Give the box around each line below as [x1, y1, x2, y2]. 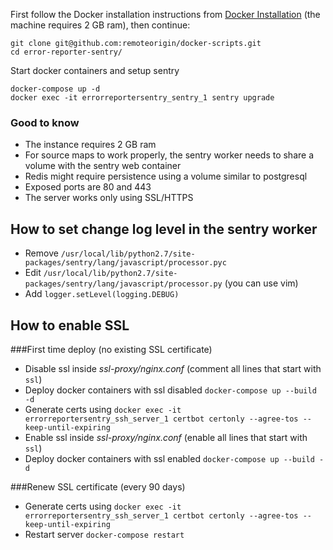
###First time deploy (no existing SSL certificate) [10, 343, 213, 355]
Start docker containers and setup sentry [10, 65, 180, 76]
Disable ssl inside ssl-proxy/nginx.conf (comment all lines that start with [24, 362, 322, 374]
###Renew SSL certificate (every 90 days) [10, 480, 186, 493]
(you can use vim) [224, 277, 299, 289]
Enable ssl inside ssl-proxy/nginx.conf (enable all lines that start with [24, 431, 308, 443]
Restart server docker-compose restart [24, 528, 185, 540]
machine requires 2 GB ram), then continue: [10, 19, 191, 31]
